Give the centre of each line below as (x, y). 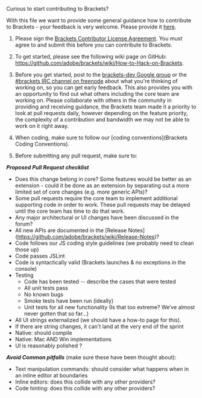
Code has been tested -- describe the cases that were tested (100, 282)
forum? (24, 224)
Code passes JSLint (40, 256)
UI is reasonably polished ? (49, 346)
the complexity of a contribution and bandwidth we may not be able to (102, 119)
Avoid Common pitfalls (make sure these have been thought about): (91, 357)
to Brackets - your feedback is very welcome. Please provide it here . (91, 27)
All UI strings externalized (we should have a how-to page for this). (98, 320)
